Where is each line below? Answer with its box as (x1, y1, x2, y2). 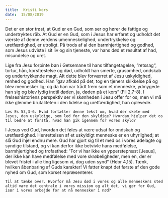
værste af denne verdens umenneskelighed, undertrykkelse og (5, 36, 136, 43)
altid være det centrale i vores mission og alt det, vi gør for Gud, (5, 183, 156, 188)
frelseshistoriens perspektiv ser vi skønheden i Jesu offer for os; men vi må (5, 94, 162, 100)
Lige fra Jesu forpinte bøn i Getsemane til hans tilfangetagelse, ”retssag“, (5, 62, 157, 68)
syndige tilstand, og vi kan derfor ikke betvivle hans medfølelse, (5, 142, 137, 148)
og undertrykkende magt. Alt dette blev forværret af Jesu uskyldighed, (5, 73, 152, 79)
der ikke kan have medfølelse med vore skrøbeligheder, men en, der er (5, 153, 152, 159)
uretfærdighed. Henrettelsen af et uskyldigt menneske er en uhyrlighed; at (5, 132, 159, 138)
